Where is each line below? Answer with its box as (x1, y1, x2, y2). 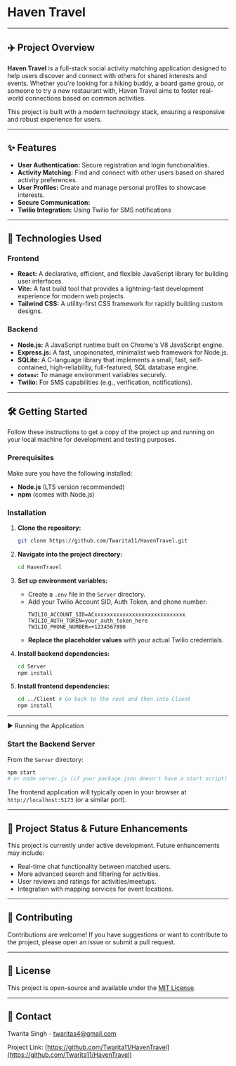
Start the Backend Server (7, 740, 96, 749)
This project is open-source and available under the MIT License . (7, 983, 196, 992)
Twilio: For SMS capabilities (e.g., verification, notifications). (17, 378, 193, 386)
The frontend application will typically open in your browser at (7, 788, 187, 797)
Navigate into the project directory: (17, 550, 123, 558)
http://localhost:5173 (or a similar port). (7, 796, 127, 804)
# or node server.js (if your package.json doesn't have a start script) (7, 775, 228, 782)
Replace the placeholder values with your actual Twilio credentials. (27, 635, 224, 644)
